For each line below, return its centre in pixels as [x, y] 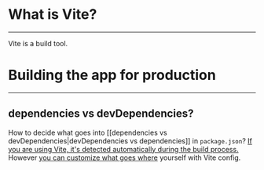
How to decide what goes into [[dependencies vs [88, 132]
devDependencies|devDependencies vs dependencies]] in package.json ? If [130, 141]
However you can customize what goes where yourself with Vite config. [125, 157]
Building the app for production [112, 75]
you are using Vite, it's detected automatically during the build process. [123, 149]
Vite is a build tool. [38, 43]
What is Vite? [53, 14]
